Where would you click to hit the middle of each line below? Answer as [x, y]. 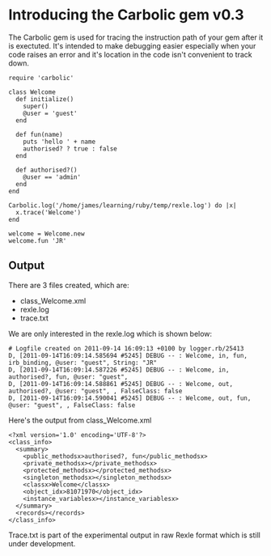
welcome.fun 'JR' [38, 240]
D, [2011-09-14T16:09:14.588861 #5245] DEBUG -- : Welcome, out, [121, 384]
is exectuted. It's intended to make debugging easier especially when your [132, 45]
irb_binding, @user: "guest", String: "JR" [83, 363]
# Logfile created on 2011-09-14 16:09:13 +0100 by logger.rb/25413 [126, 348]
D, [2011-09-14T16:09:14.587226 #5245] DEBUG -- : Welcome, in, [119, 370]
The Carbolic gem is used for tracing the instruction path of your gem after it [136, 37]
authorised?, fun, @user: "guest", [68, 377]
